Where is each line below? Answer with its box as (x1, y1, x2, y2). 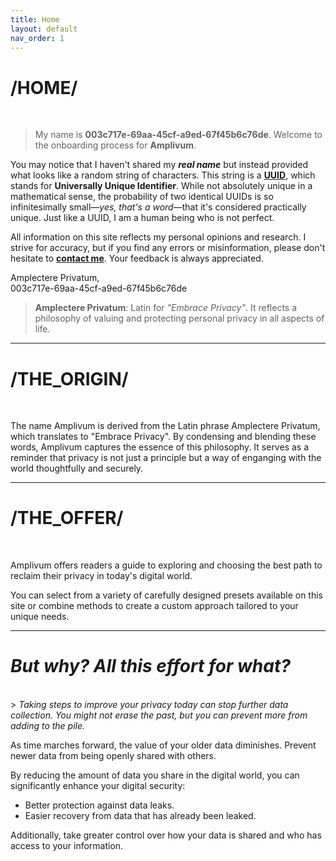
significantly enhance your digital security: (10, 780, 186, 792)
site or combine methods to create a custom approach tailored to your (10, 600, 299, 612)
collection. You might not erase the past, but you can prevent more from (10, 709, 308, 721)
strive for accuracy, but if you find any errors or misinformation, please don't (10, 242, 326, 254)
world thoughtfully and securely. (10, 462, 144, 475)
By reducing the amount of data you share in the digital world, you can (10, 769, 300, 781)
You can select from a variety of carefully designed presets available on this (10, 589, 323, 601)
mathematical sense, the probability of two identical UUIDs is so (10, 191, 274, 203)
